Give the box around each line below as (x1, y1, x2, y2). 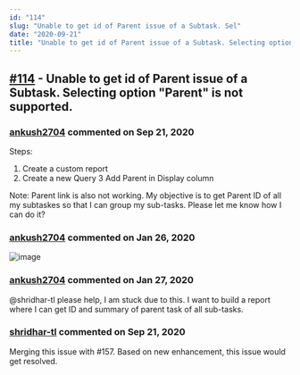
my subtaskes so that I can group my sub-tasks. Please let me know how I (9, 199, 282, 210)
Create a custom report (21, 162, 109, 174)
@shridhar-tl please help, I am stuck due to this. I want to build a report (9, 294, 271, 304)
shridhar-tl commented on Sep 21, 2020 (9, 326, 186, 338)
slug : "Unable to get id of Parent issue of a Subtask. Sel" (9, 21, 242, 30)
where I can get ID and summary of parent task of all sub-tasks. (9, 304, 244, 314)
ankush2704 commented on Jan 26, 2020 (9, 231, 196, 244)
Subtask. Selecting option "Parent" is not (9, 85, 244, 100)
